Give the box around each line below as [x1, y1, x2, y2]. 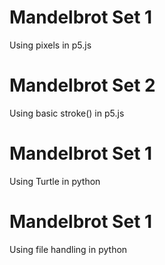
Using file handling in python [9, 243, 128, 255]
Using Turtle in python [9, 175, 101, 187]
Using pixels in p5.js [9, 39, 92, 51]
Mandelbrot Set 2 [9, 74, 156, 97]
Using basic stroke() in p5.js [9, 107, 125, 119]
